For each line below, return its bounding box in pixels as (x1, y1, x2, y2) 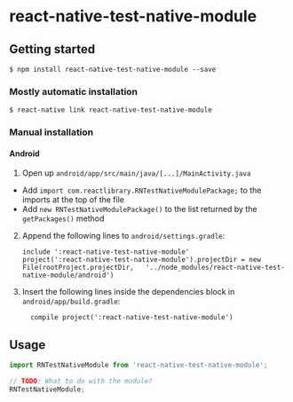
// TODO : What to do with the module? (9, 377, 153, 386)
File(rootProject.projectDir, (21, 264, 135, 272)
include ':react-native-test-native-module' (21, 248, 190, 256)
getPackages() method (21, 213, 105, 224)
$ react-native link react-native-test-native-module (9, 106, 213, 114)
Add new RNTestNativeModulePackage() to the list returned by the (21, 204, 257, 215)
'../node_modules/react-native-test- (145, 264, 286, 272)
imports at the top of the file (21, 194, 124, 205)
